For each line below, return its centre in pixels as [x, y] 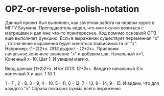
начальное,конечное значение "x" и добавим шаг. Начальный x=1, [75, 54]
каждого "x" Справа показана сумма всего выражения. [64, 88]
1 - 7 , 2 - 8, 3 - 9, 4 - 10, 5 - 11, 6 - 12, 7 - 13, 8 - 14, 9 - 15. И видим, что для [82, 83]
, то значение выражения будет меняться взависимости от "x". [71, 43]
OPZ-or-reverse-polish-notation [72, 9]
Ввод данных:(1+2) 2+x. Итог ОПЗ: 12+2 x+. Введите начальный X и [74, 68]
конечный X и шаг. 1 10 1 [30, 73]
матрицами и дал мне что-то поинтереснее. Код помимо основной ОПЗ [81, 33]
